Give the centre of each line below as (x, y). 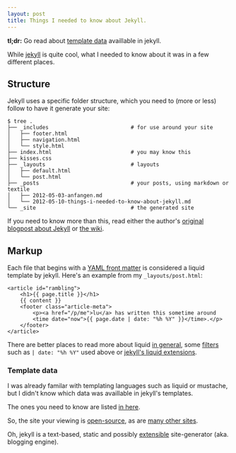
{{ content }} (41, 301)
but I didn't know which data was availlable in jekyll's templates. (100, 394)
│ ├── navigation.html (44, 140)
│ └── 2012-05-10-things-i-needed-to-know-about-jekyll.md (99, 202)
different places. (31, 61)
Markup (25, 251)
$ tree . (20, 122)
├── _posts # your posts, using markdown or (118, 183)
